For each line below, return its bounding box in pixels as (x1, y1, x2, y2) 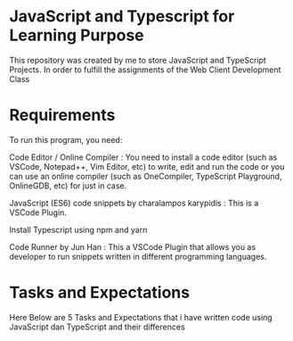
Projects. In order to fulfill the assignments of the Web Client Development (9, 64, 281, 75)
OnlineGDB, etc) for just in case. (9, 180, 127, 191)
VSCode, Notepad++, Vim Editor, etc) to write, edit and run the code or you (9, 161, 285, 171)
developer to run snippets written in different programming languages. (9, 251, 267, 262)
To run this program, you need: (9, 134, 123, 145)
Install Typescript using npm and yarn (9, 224, 148, 235)
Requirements (9, 105, 116, 126)
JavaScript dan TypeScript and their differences (9, 321, 185, 332)
